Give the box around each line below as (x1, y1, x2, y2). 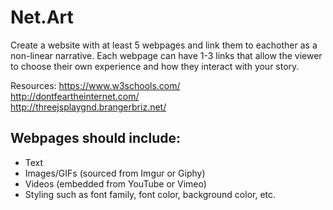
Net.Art (10, 6, 74, 29)
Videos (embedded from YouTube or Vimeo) (24, 177, 207, 190)
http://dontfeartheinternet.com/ (10, 90, 140, 102)
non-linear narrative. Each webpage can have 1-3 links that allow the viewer (10, 49, 323, 61)
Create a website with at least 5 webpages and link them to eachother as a (10, 39, 318, 51)
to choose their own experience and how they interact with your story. (10, 60, 300, 72)
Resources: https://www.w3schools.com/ (10, 79, 181, 91)
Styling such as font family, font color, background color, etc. (24, 188, 277, 200)
